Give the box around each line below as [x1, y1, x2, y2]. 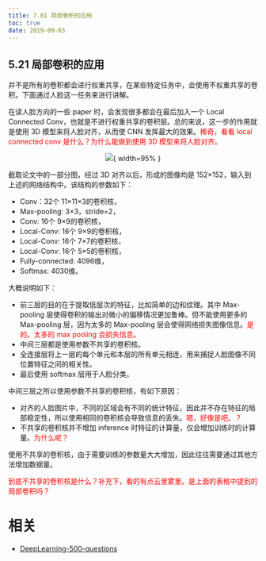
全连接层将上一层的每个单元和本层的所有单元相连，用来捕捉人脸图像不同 [19, 350, 256, 359]
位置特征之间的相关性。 [19, 359, 97, 369]
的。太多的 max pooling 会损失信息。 [19, 330, 141, 340]
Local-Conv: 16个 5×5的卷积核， [19, 247, 126, 256]
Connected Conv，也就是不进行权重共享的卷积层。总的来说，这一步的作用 [8, 117, 251, 127]
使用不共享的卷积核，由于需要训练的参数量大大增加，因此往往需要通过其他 [8, 450, 251, 459]
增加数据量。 [14, 459, 57, 469]
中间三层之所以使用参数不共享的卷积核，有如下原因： [8, 386, 182, 396]
